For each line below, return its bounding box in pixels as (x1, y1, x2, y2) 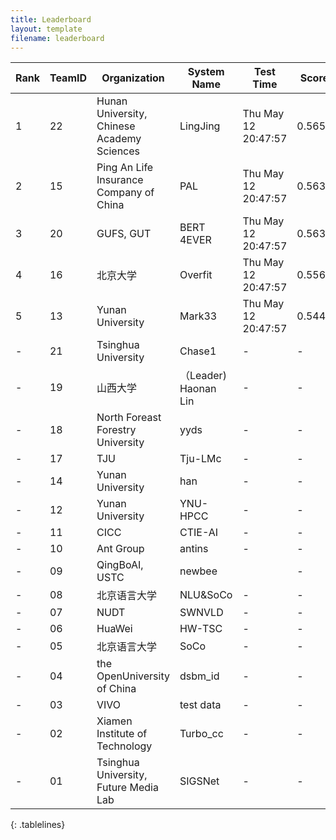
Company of (96, 186, 155, 200)
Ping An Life (96, 161, 154, 175)
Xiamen (96, 714, 133, 728)
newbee (179, 564, 218, 578)
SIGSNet (179, 774, 220, 788)
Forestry (96, 423, 137, 437)
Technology (96, 739, 153, 753)
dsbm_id (179, 669, 220, 683)
